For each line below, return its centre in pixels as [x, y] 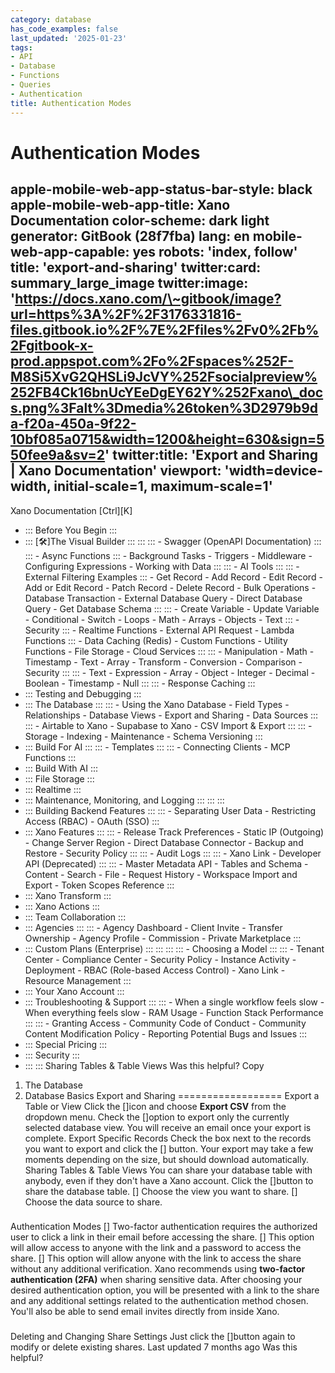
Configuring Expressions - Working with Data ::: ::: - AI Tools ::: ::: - [162, 566]
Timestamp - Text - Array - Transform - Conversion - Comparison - [163, 662]
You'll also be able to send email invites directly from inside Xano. [145, 1312]
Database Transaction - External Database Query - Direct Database [163, 598]
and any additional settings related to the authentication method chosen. [159, 1301]
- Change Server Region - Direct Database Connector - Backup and [164, 842]
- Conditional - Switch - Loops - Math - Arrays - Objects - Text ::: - [162, 619]
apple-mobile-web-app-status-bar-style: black [161, 189]
